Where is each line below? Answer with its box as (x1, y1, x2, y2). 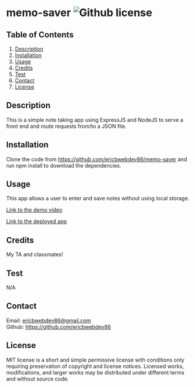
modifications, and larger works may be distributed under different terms (6, 369, 185, 376)
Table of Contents (6, 30, 74, 40)
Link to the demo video (6, 206, 62, 213)
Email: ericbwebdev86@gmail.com (6, 317, 91, 324)
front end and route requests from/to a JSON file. (6, 122, 127, 130)
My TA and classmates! (6, 251, 64, 258)
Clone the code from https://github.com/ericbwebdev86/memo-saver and (6, 155, 187, 163)
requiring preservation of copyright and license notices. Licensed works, (6, 363, 184, 370)
